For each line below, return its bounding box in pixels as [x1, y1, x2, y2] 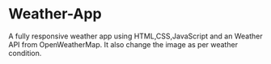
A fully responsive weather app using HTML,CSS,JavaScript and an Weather [8, 31, 263, 41]
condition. [8, 48, 42, 58]
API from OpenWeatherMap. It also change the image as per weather [8, 39, 239, 49]
